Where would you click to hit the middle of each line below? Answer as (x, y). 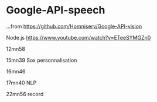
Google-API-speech (56, 10)
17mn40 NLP (21, 83)
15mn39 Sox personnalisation (42, 60)
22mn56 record (25, 94)
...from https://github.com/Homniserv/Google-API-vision (74, 26)
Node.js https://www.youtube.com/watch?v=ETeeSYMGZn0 (78, 37)
